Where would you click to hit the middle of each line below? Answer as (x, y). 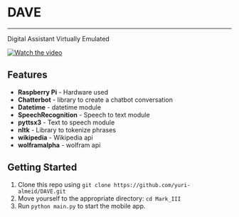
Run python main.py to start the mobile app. (81, 206)
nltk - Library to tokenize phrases (67, 129)
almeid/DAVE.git (42, 191)
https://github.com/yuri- (152, 185)
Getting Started (42, 168)
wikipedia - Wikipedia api (55, 137)
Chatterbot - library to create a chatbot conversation (95, 100)
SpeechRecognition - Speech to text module (84, 115)
